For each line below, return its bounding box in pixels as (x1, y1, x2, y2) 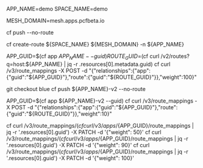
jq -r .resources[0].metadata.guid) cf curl (66, 60, 171, 68)
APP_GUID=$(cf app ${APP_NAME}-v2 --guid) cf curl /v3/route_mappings (6, 97, 194, 104)
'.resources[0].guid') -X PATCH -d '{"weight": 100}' (6, 154, 134, 161)
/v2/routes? (160, 53, 190, 60)
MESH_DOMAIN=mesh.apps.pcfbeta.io (6, 17, 105, 24)
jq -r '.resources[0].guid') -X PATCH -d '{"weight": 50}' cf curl (6, 128, 162, 136)
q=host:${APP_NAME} (6, 60, 63, 68)
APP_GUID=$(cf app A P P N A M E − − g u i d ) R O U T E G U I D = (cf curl (6, 53, 160, 61)
